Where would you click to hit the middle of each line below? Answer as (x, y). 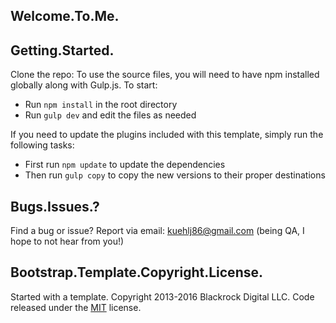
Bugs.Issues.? (55, 206)
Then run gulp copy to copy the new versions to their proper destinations (175, 175)
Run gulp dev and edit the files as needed (110, 115)
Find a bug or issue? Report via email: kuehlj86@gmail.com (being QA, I (157, 231)
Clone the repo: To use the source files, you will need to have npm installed (165, 75)
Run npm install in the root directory (101, 105)
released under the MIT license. (76, 307)
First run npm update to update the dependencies (125, 165)
